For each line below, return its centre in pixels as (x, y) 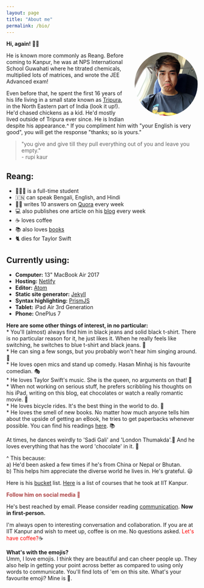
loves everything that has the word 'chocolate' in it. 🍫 (73, 446)
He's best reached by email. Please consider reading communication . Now (100, 507)
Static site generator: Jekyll (50, 294)
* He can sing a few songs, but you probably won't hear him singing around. (102, 351)
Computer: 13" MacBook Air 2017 (57, 275)
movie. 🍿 (17, 399)
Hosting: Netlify (35, 281)
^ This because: (26, 458)
